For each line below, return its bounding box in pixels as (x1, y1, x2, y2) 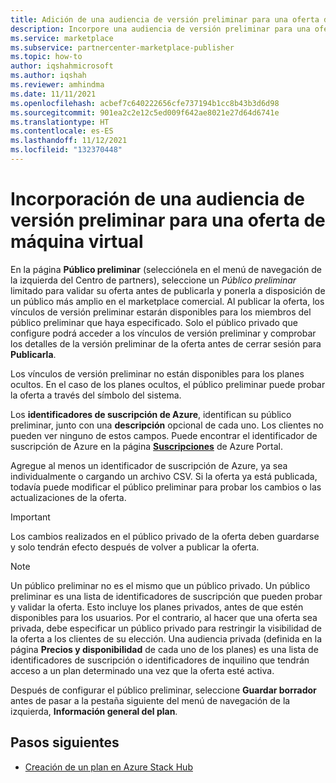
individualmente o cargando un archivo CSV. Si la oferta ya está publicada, (10, 470, 318, 482)
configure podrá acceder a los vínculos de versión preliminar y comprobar (10, 327, 317, 339)
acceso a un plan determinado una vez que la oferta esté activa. (10, 664, 275, 676)
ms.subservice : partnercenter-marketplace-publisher (10, 42, 235, 53)
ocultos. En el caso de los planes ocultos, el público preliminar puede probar (10, 378, 326, 390)
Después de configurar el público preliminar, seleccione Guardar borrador (10, 684, 317, 696)
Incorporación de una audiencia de (10, 188, 305, 211)
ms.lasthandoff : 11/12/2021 (10, 136, 128, 146)
